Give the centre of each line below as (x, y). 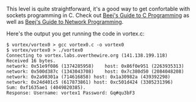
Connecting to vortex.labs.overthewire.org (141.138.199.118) (87, 56)
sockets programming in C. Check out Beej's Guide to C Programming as (98, 15)
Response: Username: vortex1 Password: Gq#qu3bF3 (71, 93)
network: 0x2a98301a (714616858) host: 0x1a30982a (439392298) (89, 77)
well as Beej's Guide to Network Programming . (65, 22)
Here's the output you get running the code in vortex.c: (75, 34)
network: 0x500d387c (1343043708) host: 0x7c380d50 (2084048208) (95, 71)
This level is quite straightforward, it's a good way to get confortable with (98, 9)
